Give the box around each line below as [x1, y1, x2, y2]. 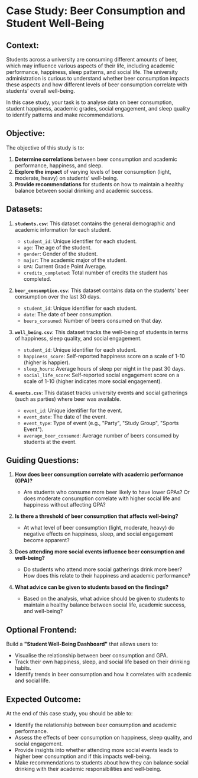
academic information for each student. [14, 226, 111, 233]
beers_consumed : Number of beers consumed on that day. [23, 317, 163, 324]
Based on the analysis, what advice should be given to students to [23, 595, 185, 602]
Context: [6, 40, 40, 50]
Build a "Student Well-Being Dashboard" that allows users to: [6, 640, 158, 648]
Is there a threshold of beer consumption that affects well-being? [14, 513, 178, 520]
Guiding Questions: [6, 455, 79, 465]
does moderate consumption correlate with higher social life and [23, 495, 181, 502]
